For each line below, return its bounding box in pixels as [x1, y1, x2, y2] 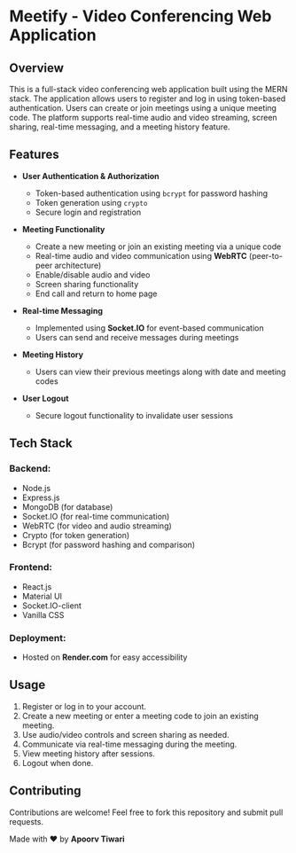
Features [9, 147, 59, 162]
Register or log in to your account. [21, 700, 147, 711]
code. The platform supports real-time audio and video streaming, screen [9, 113, 277, 122]
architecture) [54, 260, 102, 270]
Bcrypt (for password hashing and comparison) [21, 539, 196, 550]
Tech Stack [9, 436, 73, 451]
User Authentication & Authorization [21, 170, 160, 181]
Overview [9, 60, 65, 75]
